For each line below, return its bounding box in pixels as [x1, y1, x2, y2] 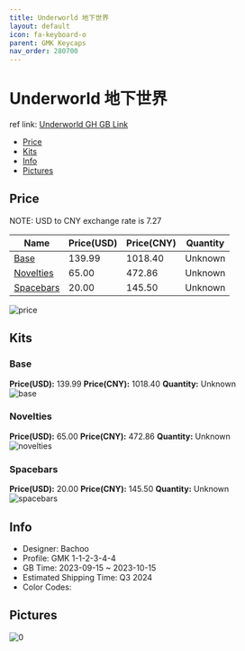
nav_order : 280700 [9, 47, 78, 56]
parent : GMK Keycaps [9, 38, 87, 48]
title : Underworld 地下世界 [9, 13, 110, 23]
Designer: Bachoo [22, 543, 90, 553]
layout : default [9, 22, 70, 31]
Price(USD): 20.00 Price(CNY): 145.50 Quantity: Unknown [9, 484, 230, 495]
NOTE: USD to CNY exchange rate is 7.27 [9, 215, 162, 226]
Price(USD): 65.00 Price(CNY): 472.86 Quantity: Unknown [9, 431, 231, 442]
